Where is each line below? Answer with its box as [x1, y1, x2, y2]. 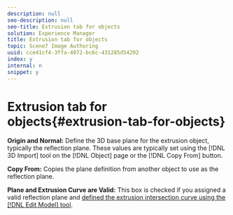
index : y [7, 56, 33, 63]
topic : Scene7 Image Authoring [7, 43, 99, 50]
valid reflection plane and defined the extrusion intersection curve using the [7, 193, 226, 202]
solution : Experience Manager [7, 29, 96, 37]
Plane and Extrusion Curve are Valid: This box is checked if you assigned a [7, 186, 226, 194]
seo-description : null [7, 17, 73, 24]
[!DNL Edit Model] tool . [7, 200, 73, 209]
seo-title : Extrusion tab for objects [7, 23, 120, 30]
